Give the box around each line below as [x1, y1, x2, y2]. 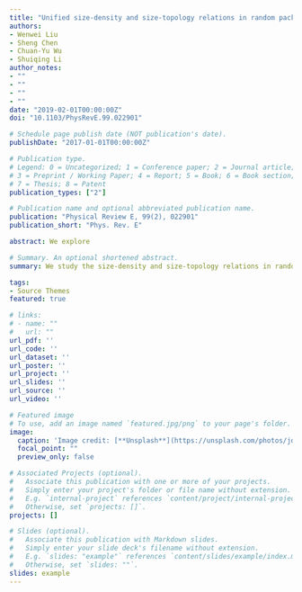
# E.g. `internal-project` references [9, 494, 164, 503]
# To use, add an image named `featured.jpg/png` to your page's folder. [9, 419, 292, 428]
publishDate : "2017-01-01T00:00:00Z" [9, 139, 151, 148]
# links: [9, 311, 42, 320]
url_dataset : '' [9, 353, 70, 362]
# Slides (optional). [9, 527, 91, 536]
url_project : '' [9, 370, 70, 379]
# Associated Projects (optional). [9, 469, 143, 478]
